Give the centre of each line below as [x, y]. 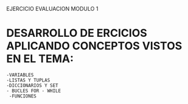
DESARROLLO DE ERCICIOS [77, 33]
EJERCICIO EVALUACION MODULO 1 [52, 9]
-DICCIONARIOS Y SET [33, 85]
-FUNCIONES [23, 96]
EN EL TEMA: [40, 59]
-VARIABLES [20, 75]
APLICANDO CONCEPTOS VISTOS [94, 46]
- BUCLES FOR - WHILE [34, 91]
